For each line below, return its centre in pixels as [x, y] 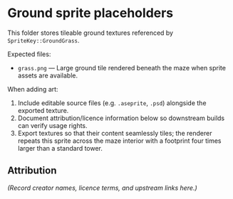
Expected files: [29, 54]
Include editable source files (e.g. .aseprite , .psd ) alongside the [112, 103]
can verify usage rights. [52, 125]
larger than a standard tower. [60, 148]
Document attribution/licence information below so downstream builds [121, 118]
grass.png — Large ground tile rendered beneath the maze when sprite [122, 68]
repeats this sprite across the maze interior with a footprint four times [119, 141]
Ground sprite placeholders [90, 13]
